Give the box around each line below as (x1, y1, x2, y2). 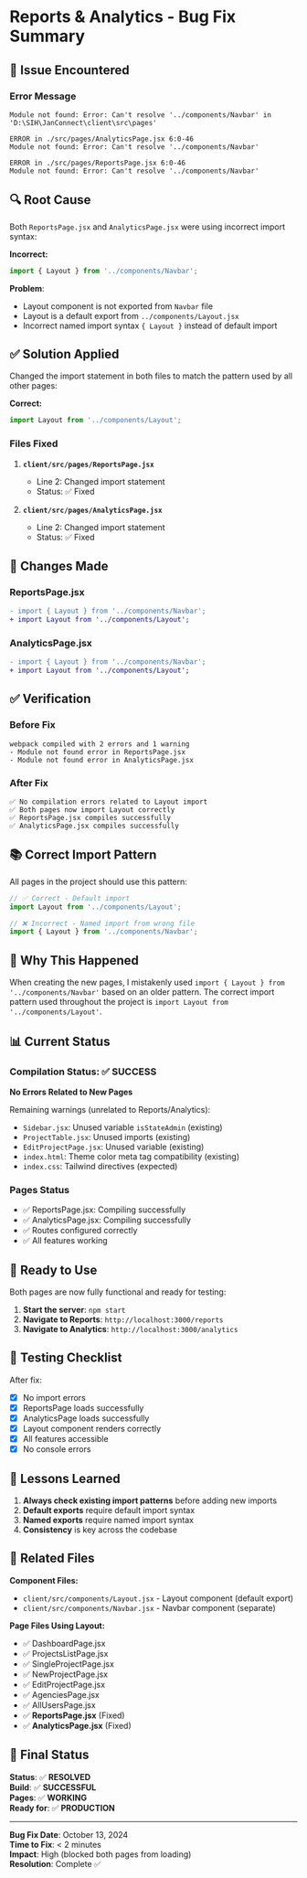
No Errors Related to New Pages (9, 1086, 133, 1097)
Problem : (9, 283, 45, 293)
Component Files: (9, 1574, 79, 1585)
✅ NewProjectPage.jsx (22, 1669, 109, 1680)
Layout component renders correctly (22, 1423, 162, 1434)
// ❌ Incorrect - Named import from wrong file (9, 919, 196, 928)
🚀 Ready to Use (9, 1262, 98, 1277)
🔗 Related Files (9, 1551, 95, 1566)
